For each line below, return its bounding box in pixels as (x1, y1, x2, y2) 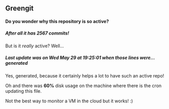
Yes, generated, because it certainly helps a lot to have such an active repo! (5, 72, 164, 78)
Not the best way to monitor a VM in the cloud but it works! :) (5, 98, 133, 104)
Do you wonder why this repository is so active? (5, 18, 109, 24)
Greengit (5, 4, 34, 13)
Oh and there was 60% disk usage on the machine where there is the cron (5, 83, 162, 89)
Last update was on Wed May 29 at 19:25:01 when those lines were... (5, 54, 155, 61)
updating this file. (5, 88, 42, 94)
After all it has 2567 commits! (5, 30, 70, 36)
